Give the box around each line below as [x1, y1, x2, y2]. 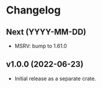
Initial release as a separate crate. [14, 75, 97, 82]
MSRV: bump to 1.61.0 [14, 42, 67, 49]
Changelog [6, 4, 61, 17]
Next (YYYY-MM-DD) [6, 27, 87, 37]
